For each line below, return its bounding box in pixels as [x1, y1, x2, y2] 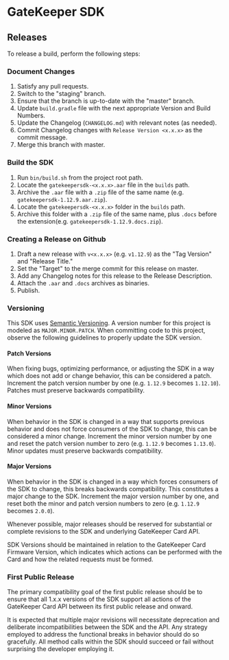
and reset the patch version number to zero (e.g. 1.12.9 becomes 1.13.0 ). [7, 439, 216, 447]
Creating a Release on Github [7, 234, 106, 244]
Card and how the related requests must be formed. [7, 555, 154, 563]
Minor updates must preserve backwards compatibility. [7, 447, 163, 455]
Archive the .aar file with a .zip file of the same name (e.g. [16, 188, 184, 196]
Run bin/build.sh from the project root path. [16, 173, 143, 182]
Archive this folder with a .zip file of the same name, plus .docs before [16, 210, 217, 218]
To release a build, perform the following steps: [7, 49, 141, 58]
